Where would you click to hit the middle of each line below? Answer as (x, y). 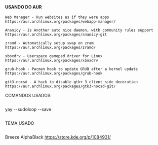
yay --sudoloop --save (28, 109)
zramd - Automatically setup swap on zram (49, 43)
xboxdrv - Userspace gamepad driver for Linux (54, 56)
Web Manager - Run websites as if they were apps (57, 17)
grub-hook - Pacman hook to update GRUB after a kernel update (72, 69)
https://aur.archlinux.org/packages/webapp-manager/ (60, 22)
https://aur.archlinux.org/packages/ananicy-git (56, 35)
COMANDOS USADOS (28, 96)
